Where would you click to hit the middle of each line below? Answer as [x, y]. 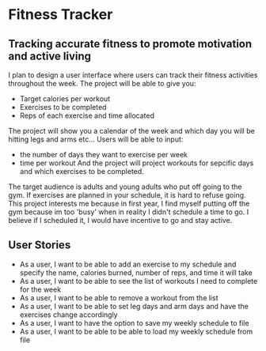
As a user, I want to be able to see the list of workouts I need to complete [139, 281]
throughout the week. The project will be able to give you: [102, 83]
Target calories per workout [65, 99]
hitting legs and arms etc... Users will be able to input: [96, 139]
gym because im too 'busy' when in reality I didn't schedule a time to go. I [129, 212]
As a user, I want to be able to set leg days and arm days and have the [134, 306]
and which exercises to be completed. [82, 171]
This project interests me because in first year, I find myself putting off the [129, 204]
